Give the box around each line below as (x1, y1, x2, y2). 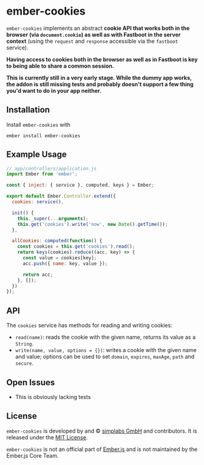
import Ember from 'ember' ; (6, 171, 78, 178)
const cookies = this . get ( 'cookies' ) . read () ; (17, 243, 136, 250)
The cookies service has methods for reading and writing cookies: (6, 322, 173, 329)
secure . (15, 359, 34, 367)
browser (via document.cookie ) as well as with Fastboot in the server (6, 31, 181, 38)
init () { (12, 209, 34, 216)
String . (15, 340, 34, 347)
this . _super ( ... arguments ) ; (17, 215, 89, 222)
